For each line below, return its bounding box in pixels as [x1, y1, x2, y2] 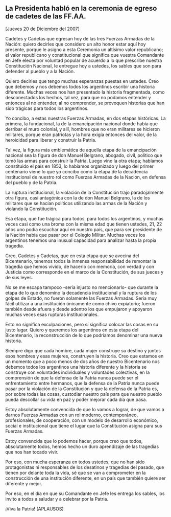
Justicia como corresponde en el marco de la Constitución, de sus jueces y [5, 268, 164, 275]
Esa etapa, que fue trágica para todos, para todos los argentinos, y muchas [5, 215, 164, 221]
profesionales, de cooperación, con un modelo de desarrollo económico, [5, 417, 158, 423]
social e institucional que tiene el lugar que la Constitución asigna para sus [5, 422, 162, 429]
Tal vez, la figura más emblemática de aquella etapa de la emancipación [5, 147, 157, 153]
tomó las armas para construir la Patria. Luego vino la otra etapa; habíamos [5, 158, 163, 164]
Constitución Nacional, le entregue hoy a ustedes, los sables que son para [5, 62, 162, 69]
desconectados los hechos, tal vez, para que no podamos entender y [5, 94, 152, 100]
